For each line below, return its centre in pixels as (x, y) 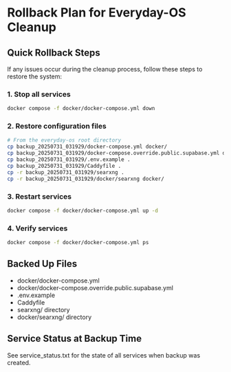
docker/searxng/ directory (54, 317)
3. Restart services (40, 196)
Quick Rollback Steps (54, 53)
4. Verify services (37, 228)
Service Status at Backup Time (75, 339)
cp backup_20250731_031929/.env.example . (69, 160)
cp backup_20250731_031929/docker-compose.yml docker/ (87, 147)
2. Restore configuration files (57, 127)
